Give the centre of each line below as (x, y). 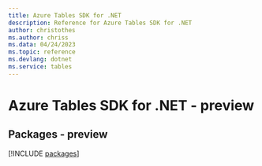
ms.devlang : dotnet (40, 60)
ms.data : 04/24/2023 (42, 45)
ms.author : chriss (38, 37)
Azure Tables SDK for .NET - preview (131, 105)
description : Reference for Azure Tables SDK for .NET (100, 23)
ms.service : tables (40, 67)
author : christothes (42, 30)
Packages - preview (58, 135)
